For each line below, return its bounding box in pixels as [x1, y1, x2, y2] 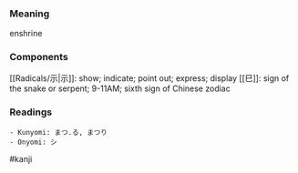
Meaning [9, 7, 50, 20]
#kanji [9, 153, 33, 164]
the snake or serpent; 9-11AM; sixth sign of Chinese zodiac [9, 83, 231, 94]
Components [9, 51, 68, 64]
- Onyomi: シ [9, 137, 57, 147]
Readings [9, 106, 53, 118]
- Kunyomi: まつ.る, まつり [9, 127, 108, 137]
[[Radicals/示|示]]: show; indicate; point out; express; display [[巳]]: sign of [9, 72, 290, 84]
